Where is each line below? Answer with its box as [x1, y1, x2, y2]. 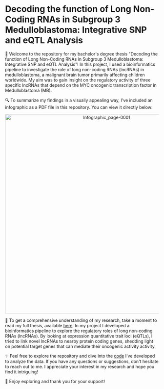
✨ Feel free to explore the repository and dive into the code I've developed [5, 353, 155, 359]
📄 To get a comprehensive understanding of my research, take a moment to [5, 317, 157, 323]
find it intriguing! [5, 369, 38, 375]
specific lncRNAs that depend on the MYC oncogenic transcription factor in [5, 82, 157, 88]
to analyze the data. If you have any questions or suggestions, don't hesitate [5, 358, 159, 364]
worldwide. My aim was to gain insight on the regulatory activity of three [5, 77, 151, 83]
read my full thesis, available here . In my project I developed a [5, 322, 130, 328]
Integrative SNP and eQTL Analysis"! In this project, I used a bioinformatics [5, 61, 155, 67]
